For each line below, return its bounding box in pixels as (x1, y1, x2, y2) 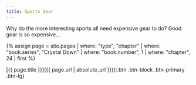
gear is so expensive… (6, 30, 60, 38)
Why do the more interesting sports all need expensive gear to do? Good (6, 25, 182, 32)
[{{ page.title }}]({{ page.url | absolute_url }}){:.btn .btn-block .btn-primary (6, 66, 185, 73)
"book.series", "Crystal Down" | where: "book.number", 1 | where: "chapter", (6, 48, 191, 56)
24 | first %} (6, 55, 36, 62)
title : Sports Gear (6, 8, 54, 15)
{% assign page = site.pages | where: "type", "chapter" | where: (6, 42, 161, 49)
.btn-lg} (6, 72, 25, 79)
